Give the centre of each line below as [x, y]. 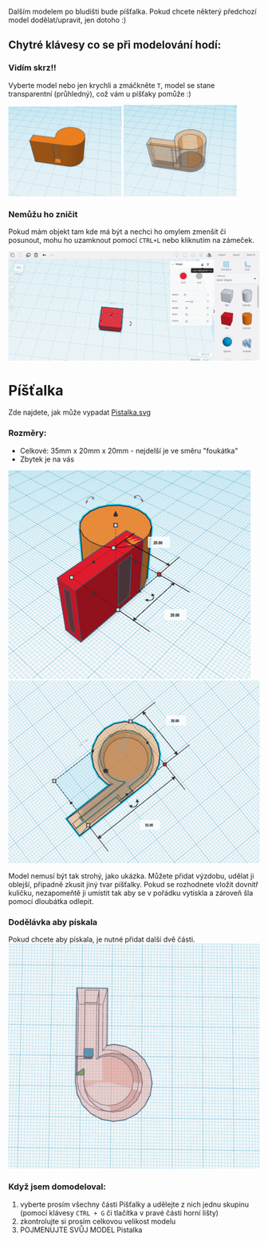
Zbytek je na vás [47, 459]
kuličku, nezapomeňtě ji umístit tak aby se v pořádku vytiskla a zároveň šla [131, 893]
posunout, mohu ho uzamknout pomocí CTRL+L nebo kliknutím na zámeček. [132, 240]
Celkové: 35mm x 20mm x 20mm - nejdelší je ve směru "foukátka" [129, 450]
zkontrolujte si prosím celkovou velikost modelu [98, 1221]
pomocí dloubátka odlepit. [51, 902]
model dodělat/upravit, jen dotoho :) [67, 20]
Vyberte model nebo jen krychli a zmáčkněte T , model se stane [112, 85]
